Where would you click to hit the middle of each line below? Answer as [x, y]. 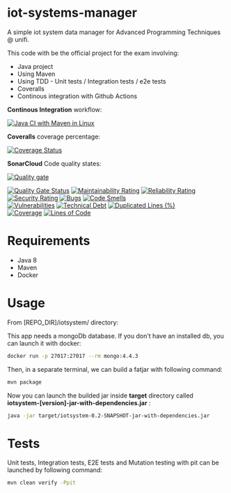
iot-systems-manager [72, 13]
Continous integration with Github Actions [77, 96]
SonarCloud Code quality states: [54, 163]
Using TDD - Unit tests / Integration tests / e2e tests [91, 81]
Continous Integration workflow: [55, 109]
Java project [35, 66]
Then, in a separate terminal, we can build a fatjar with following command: [115, 369]
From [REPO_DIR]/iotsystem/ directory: [63, 322]
